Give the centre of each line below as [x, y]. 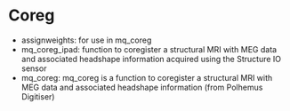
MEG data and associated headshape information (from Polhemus [142, 87]
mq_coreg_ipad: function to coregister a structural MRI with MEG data [149, 49]
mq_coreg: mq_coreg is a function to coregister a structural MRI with [147, 77]
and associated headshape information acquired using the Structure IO [151, 59]
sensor [34, 68]
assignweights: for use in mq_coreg [86, 40]
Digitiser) [38, 96]
